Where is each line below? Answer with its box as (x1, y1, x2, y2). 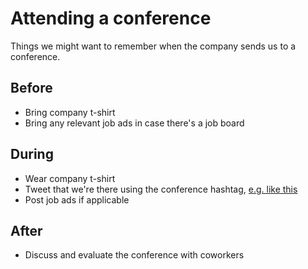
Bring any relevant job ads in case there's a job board (24, 117, 245, 129)
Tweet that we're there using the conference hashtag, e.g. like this (24, 183, 298, 195)
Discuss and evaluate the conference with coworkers (24, 249, 245, 261)
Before (10, 80, 53, 97)
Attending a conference (10, 7, 212, 30)
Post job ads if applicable (24, 193, 130, 206)
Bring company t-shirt (24, 106, 116, 118)
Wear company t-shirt (24, 172, 116, 184)
